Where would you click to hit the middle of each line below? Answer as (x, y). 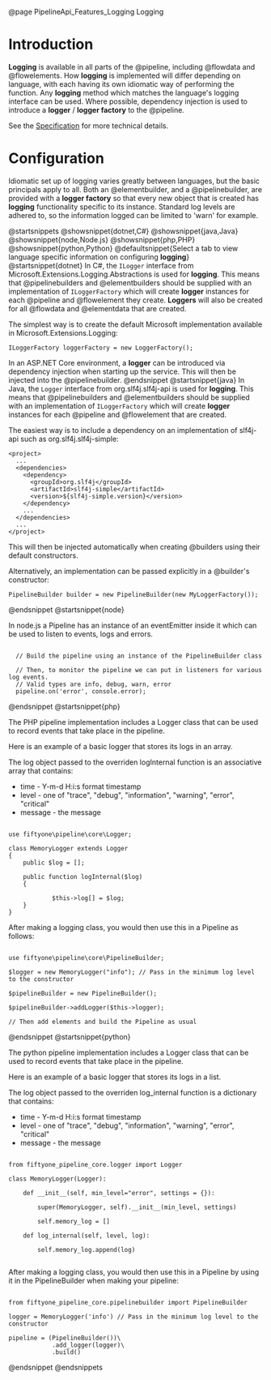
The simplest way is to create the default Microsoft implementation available (135, 324)
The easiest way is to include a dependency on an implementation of (123, 430)
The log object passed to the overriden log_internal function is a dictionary (133, 1092)
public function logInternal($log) (83, 876)
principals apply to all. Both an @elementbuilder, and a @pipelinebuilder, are (135, 189)
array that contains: (41, 770)
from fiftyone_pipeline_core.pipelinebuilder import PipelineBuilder (128, 1302)
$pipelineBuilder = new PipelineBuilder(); (83, 993)
